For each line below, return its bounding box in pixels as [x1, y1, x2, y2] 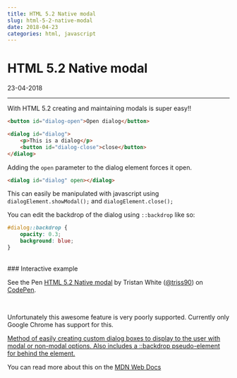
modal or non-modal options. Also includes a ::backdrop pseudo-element [7, 341, 221, 350]
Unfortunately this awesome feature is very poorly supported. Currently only [7, 312, 230, 321]
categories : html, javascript [7, 30, 97, 37]
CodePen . [7, 285, 37, 294]
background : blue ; [20, 237, 74, 244]
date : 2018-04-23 [7, 23, 59, 30]
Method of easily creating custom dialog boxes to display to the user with [7, 333, 221, 343]
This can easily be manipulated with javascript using [7, 189, 159, 198]
